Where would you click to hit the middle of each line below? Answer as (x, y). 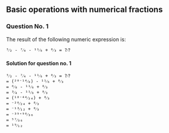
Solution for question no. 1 (39, 64)
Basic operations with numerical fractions (84, 10)
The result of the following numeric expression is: (66, 39)
